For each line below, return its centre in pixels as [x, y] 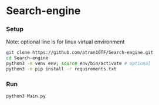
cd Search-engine [27, 58]
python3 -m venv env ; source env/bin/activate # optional [78, 64]
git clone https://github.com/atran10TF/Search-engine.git [80, 53]
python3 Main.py [26, 96]
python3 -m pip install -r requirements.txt [61, 69]
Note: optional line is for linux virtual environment [65, 42]
